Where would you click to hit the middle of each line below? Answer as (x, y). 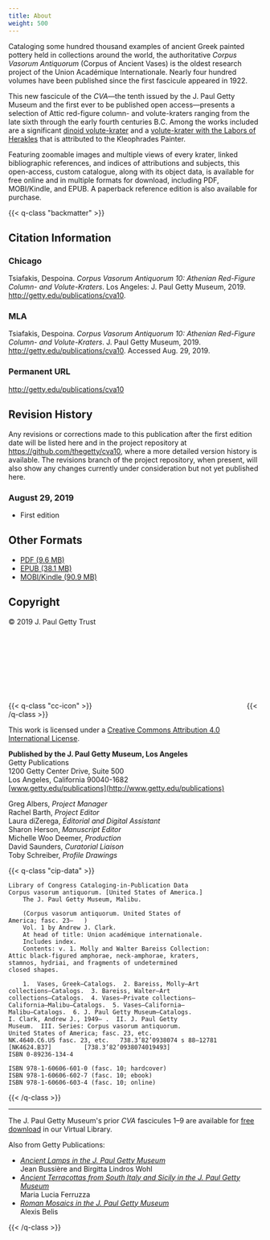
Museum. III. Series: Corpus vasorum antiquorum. (95, 1026)
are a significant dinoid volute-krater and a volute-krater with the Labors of (132, 130)
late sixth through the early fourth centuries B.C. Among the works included (133, 122)
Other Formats (45, 540)
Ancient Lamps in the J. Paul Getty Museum (93, 1160)
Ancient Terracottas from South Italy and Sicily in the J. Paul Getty (130, 1177)
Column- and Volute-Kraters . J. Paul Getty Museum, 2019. (104, 342)
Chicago (25, 261)
